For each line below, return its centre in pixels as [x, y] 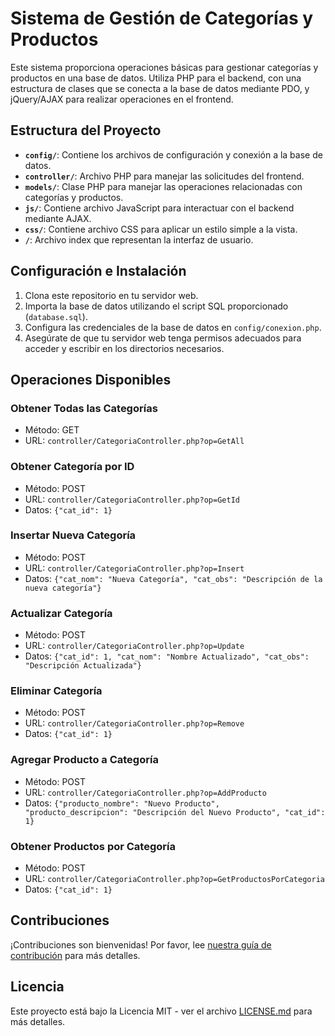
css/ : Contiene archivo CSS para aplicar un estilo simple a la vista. [161, 229]
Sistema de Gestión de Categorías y [162, 18]
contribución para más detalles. [75, 955]
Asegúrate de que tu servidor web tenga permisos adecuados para [163, 338]
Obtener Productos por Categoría [93, 846]
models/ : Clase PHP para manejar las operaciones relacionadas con [163, 186]
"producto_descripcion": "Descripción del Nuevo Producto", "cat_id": [175, 812]
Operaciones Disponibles [91, 379]
